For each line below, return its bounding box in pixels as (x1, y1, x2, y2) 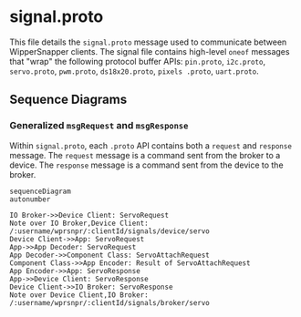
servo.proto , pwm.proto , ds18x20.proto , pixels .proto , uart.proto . (9, 66, 259, 77)
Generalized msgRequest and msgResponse (9, 119, 189, 132)
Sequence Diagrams (9, 92, 128, 107)
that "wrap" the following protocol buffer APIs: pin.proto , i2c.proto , (9, 56, 266, 66)
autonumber (9, 194, 51, 204)
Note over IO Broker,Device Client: (9, 219, 149, 228)
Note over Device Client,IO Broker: (9, 290, 149, 300)
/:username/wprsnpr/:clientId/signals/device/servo (9, 226, 210, 236)
